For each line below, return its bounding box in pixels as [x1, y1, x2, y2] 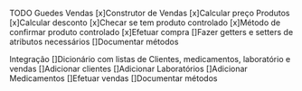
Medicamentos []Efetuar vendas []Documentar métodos [9, 73, 218, 84]
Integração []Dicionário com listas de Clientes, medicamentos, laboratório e [9, 54, 291, 64]
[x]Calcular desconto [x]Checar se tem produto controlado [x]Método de [9, 17, 281, 28]
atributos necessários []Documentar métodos [9, 36, 179, 47]
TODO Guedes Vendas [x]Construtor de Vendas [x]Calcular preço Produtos [9, 8, 290, 18]
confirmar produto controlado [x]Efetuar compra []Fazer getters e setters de [9, 27, 294, 37]
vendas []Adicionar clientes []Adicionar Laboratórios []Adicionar [9, 63, 249, 74]
